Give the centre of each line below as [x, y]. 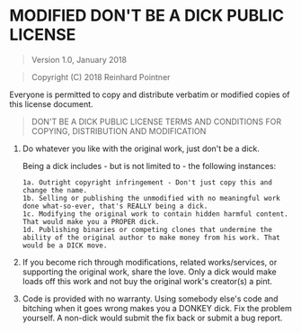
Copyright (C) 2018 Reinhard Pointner [101, 76]
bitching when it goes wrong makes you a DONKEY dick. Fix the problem [157, 308]
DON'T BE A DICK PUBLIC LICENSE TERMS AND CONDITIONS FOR [156, 121]
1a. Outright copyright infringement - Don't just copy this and [147, 182]
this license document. [51, 103]
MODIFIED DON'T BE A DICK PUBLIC [147, 16]
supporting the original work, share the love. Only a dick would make [149, 272]
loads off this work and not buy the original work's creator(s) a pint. [147, 281]
